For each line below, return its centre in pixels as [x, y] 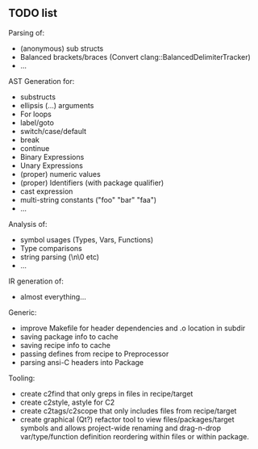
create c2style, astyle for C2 [67, 402]
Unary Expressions [51, 166]
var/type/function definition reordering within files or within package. [135, 436]
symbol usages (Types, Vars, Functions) [87, 239]
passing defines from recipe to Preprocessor [94, 354]
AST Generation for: [42, 81]
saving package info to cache [69, 336]
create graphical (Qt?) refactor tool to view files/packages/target [127, 419]
